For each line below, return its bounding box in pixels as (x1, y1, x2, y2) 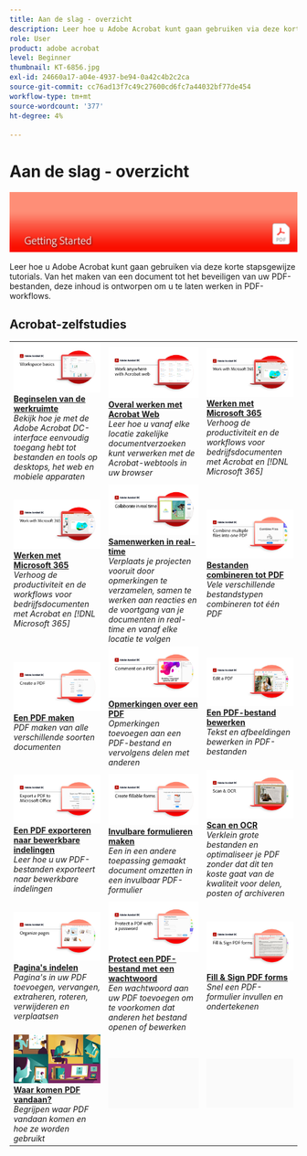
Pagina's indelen (13, 961, 79, 973)
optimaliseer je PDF (206, 849, 281, 860)
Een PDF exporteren (13, 824, 91, 836)
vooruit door (108, 565, 155, 576)
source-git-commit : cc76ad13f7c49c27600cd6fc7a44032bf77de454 (9, 82, 251, 91)
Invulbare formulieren (108, 826, 194, 837)
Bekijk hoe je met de (13, 412, 90, 423)
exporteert (56, 863, 96, 874)
